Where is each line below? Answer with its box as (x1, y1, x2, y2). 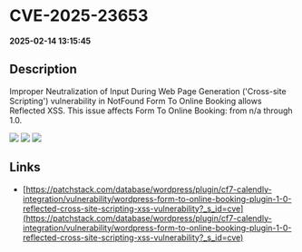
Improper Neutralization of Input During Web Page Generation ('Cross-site (9, 85, 287, 96)
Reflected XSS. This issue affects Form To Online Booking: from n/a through (9, 105, 293, 116)
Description (9, 62, 77, 77)
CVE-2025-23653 (9, 5, 149, 26)
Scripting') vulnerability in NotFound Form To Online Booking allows (9, 95, 262, 106)
